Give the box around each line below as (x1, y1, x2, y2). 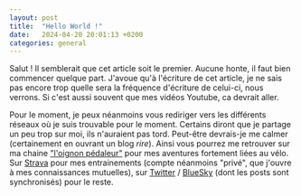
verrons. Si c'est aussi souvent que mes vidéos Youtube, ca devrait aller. (9, 92, 279, 103)
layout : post (9, 13, 59, 23)
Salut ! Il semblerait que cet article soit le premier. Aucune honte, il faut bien (9, 63, 291, 74)
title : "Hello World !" (9, 22, 103, 31)
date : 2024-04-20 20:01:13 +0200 (9, 30, 144, 39)
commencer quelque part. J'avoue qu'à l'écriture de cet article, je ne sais (9, 73, 283, 84)
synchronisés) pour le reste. (9, 177, 115, 188)
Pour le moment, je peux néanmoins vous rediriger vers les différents (9, 109, 267, 120)
